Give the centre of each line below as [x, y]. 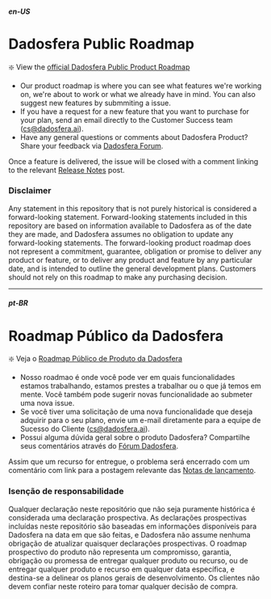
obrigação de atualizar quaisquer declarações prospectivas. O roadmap [128, 543]
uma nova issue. [47, 403]
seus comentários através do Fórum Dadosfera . [99, 446]
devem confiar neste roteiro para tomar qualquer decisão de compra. [123, 586]
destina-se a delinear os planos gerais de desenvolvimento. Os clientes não [134, 577]
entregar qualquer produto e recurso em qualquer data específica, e [122, 569]
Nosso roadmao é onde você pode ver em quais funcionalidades [127, 378]
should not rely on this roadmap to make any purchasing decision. [118, 277]
